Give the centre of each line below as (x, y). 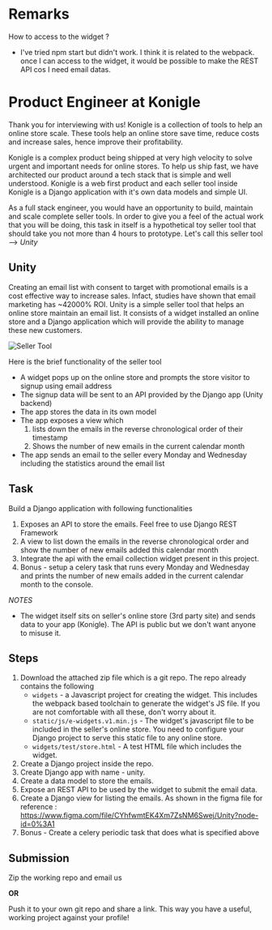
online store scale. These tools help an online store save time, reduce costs (134, 133)
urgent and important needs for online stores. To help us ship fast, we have (134, 166)
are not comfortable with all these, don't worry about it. (124, 712)
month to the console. (57, 584)
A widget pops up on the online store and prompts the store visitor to (135, 377)
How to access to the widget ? (59, 36)
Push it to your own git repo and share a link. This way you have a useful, (130, 909)
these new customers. (45, 330)
